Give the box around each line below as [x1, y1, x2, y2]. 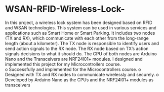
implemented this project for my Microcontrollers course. [5, 61, 121, 67]
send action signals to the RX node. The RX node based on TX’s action [5, 46, 149, 51]
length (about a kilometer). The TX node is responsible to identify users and [5, 40, 159, 46]
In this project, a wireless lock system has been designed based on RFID [5, 20, 153, 25]
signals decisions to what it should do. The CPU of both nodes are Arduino [5, 50, 157, 57]
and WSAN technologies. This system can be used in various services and [5, 24, 157, 30]
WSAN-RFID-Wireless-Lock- [5, 3, 125, 15]
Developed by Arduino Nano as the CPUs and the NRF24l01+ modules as [5, 77, 154, 83]
